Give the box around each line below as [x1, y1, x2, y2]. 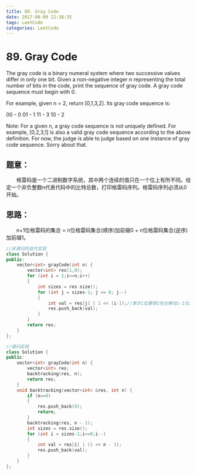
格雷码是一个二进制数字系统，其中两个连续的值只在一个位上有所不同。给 [16, 177, 191, 183]
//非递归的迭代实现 [6, 245, 47, 251]
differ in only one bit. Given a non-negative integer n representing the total [6, 76, 186, 83]
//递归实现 [6, 343, 29, 349]
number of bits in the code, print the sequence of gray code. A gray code [6, 82, 183, 89]
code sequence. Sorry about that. [6, 142, 88, 149]
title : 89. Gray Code [6, 8, 59, 15]
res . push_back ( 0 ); [37, 403, 83, 410]
